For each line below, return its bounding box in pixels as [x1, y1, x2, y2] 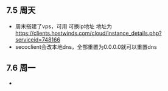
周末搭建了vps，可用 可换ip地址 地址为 [15, 23, 113, 30]
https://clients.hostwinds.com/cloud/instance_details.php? [15, 29, 163, 37]
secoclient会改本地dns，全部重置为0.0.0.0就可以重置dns [15, 43, 157, 50]
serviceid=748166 [15, 35, 61, 43]
